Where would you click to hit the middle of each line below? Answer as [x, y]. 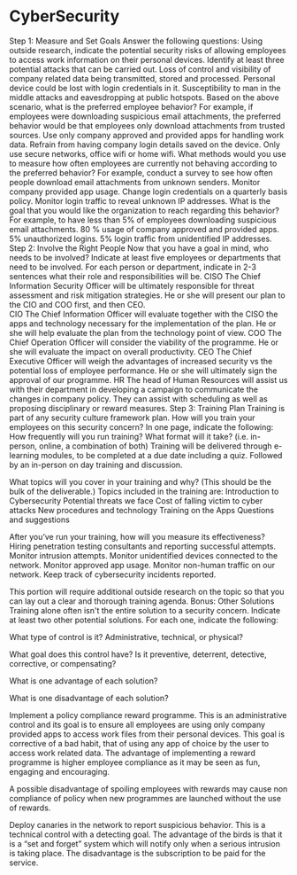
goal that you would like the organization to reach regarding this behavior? [145, 210]
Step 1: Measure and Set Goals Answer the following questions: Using [136, 41]
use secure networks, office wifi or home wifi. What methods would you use [148, 153]
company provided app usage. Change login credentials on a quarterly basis [148, 191]
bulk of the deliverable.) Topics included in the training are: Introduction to [144, 491]
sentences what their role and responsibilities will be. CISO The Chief [135, 276]
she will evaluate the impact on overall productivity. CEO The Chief [131, 351]
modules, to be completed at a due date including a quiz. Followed [162, 455]
